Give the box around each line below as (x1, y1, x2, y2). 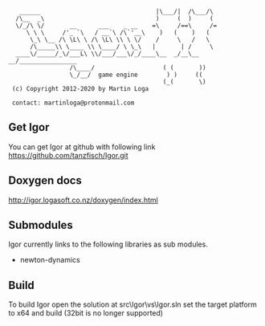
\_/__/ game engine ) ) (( (69, 71, 203, 79)
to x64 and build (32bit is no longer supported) (8, 308, 163, 318)
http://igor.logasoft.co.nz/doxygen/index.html (8, 195, 158, 205)
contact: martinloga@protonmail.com (11, 99, 135, 107)
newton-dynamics (19, 255, 80, 265)
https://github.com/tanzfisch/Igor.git (8, 150, 128, 160)
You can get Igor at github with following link (8, 141, 156, 152)
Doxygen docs (8, 173, 83, 188)
